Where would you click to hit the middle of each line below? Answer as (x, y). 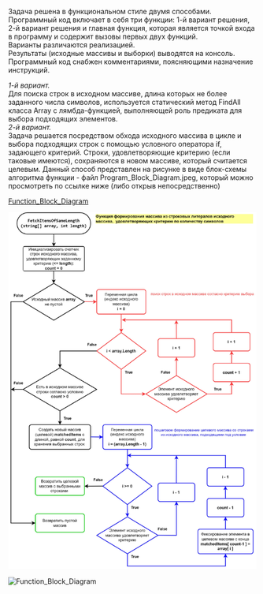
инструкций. (29, 70)
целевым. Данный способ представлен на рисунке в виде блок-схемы (128, 169)
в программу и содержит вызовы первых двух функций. (103, 36)
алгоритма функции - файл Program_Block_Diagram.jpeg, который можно (131, 177)
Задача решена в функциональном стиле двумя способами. (110, 11)
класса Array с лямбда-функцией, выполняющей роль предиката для (125, 110)
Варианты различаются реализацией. (72, 45)
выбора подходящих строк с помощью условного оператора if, (115, 144)
